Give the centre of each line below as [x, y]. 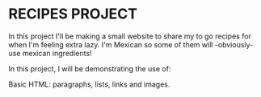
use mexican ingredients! [50, 53]
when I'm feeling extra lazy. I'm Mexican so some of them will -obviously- [131, 44]
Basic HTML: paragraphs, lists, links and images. [89, 84]
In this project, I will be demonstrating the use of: [90, 68]
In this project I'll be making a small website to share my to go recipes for [130, 36]
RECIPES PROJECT [73, 14]
